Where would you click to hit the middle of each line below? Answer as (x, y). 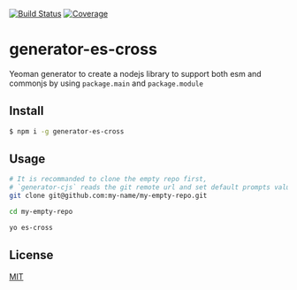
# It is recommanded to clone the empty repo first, (108, 179)
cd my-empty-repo (41, 212)
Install (27, 111)
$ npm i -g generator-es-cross (67, 131)
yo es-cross (31, 227)
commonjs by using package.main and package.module (106, 83)
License (31, 255)
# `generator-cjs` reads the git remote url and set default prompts (140, 187)
